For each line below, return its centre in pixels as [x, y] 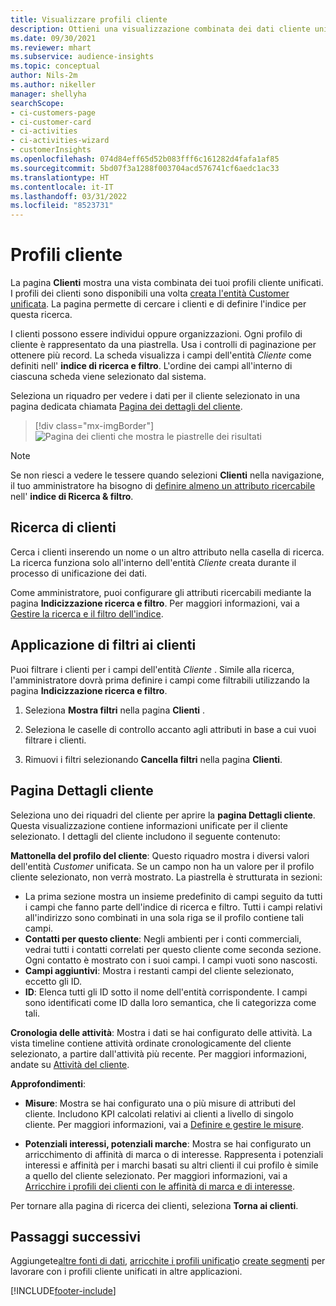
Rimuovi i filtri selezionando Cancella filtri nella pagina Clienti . [153, 759]
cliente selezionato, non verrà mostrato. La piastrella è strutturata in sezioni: [166, 877]
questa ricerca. [41, 315]
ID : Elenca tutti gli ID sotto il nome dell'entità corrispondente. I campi [166, 992]
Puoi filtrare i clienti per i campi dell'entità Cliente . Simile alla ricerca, [152, 669]
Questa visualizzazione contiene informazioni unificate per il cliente [149, 825]
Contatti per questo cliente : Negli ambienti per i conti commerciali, [163, 938]
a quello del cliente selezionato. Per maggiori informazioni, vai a [156, 1175]
